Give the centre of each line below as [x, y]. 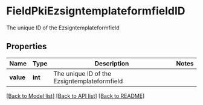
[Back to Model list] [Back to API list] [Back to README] [76, 96]
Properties [27, 46]
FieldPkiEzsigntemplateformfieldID [96, 11]
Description [112, 63]
